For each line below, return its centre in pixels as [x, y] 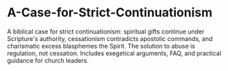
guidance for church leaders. [48, 60]
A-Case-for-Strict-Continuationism [110, 13]
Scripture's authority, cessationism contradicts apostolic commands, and [110, 38]
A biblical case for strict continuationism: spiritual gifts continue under [106, 31]
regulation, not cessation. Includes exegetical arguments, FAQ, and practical [114, 53]
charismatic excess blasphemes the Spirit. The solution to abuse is [101, 46]
